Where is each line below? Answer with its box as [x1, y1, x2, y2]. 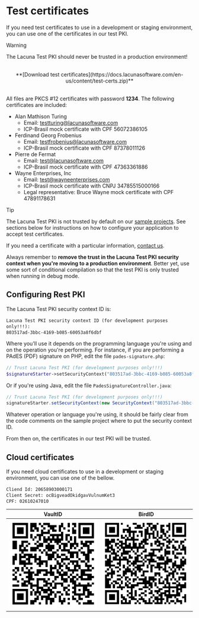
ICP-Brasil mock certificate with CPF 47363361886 [23, 163, 148, 170]
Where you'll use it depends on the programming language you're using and [6, 340, 192, 347]
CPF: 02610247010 [6, 499, 49, 505]
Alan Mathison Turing [14, 113, 67, 120]
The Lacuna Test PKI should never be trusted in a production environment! [6, 53, 188, 60]
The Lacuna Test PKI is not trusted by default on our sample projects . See [6, 218, 186, 225]
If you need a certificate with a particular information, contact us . [6, 242, 165, 249]
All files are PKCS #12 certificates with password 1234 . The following [6, 95, 175, 102]
